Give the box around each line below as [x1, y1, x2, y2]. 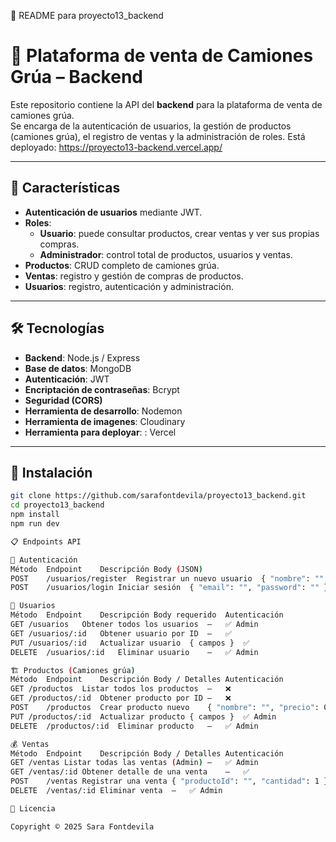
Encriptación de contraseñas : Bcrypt [24, 383, 180, 395]
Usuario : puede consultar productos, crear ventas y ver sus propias [39, 227, 320, 239]
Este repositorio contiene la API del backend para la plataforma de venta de [10, 98, 323, 110]
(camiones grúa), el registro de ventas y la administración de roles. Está [10, 130, 306, 142]
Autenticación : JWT [24, 373, 110, 385]
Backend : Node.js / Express [24, 351, 141, 364]
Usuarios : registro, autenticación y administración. [24, 280, 234, 292]
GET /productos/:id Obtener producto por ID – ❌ [10, 693, 232, 704]
